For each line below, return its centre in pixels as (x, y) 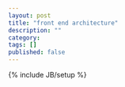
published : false (37, 52)
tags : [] (23, 45)
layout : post (30, 15)
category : (25, 38)
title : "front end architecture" (63, 23)
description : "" (35, 30)
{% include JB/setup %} (47, 75)
